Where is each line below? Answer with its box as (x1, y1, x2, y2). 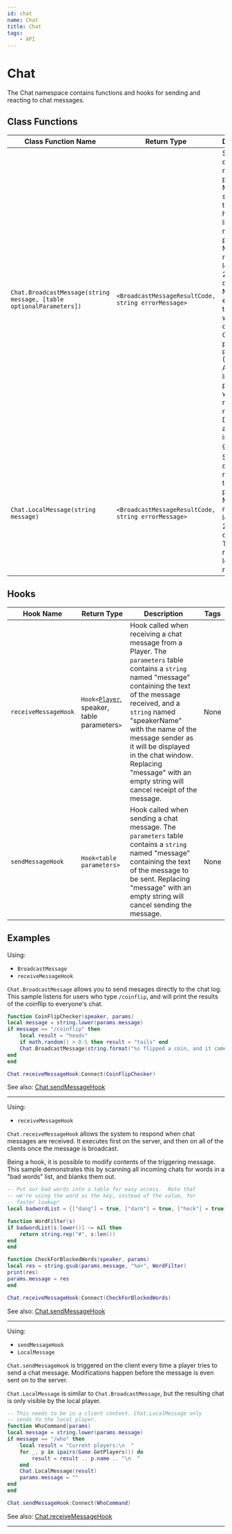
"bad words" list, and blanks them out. (7, 1172, 116, 1181)
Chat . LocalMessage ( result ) (19, 1468, 97, 1475)
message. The (130, 822, 176, 832)
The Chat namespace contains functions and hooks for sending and (7, 89, 201, 97)
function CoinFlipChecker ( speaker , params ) (7, 1013, 135, 1020)
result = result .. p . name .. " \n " (32, 1455, 141, 1462)
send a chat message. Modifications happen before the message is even (7, 1368, 214, 1377)
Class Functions (7, 116, 78, 128)
